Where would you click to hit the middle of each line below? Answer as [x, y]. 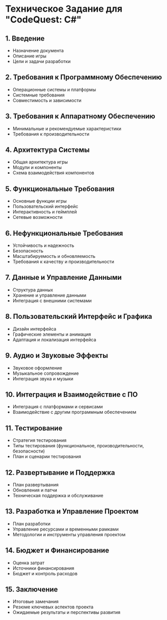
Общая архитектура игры [40, 162]
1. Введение [25, 38]
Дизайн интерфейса [35, 329]
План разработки [31, 524]
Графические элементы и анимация [52, 334]
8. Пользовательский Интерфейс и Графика [79, 317]
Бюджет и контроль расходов [45, 573]
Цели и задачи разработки [42, 61]
